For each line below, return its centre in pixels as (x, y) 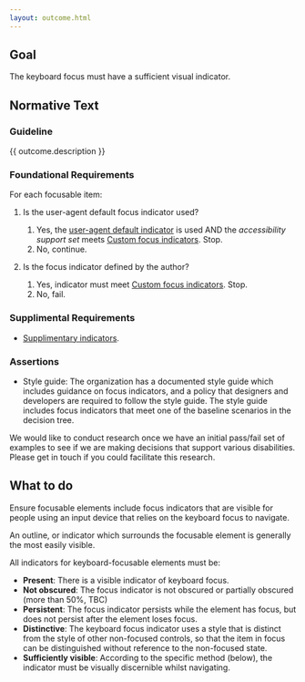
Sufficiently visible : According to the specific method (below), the (147, 657)
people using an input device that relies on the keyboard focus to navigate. (149, 517)
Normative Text (54, 105)
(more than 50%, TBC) (65, 599)
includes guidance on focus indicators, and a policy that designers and (155, 391)
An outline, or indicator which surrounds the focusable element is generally (150, 535)
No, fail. (51, 294)
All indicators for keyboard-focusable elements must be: (115, 563)
